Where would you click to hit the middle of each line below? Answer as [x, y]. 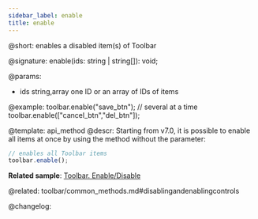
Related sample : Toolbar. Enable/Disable [75, 176]
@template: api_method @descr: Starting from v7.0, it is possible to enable [129, 130]
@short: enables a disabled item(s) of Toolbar [82, 45]
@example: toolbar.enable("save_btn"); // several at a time [103, 107]
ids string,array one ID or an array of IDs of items [99, 91]
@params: [25, 76]
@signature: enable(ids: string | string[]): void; [83, 61]
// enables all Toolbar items [58, 153]
